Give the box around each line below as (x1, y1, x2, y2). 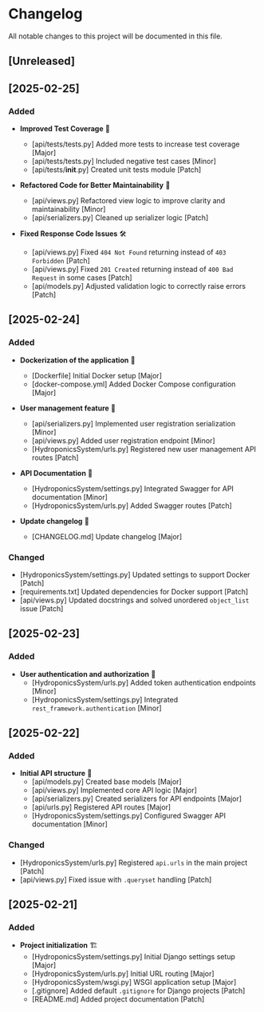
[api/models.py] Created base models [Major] (31, 777, 182, 786)
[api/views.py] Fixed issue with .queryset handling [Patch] (19, 874, 212, 884)
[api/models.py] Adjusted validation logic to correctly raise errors (31, 282, 246, 291)
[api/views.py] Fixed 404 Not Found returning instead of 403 (31, 247, 227, 257)
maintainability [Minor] (31, 205, 106, 214)
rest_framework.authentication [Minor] (31, 703, 162, 713)
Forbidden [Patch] (31, 256, 90, 266)
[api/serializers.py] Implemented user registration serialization (31, 418, 236, 428)
